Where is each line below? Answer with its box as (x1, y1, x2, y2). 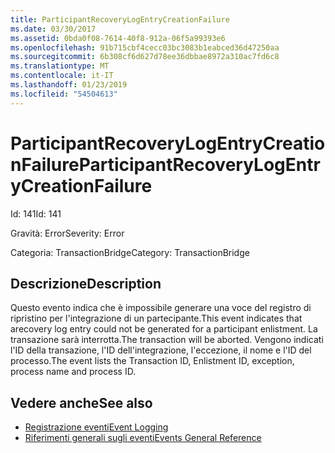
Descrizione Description (10, 275, 162, 292)
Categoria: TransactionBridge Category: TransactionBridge (10, 246, 250, 258)
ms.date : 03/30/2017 (10, 24, 97, 34)
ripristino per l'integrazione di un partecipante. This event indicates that (10, 312, 303, 325)
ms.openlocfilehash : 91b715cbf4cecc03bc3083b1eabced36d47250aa (10, 42, 280, 53)
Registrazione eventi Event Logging (24, 421, 169, 433)
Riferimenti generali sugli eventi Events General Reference (24, 432, 262, 444)
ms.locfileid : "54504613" (10, 89, 118, 99)
